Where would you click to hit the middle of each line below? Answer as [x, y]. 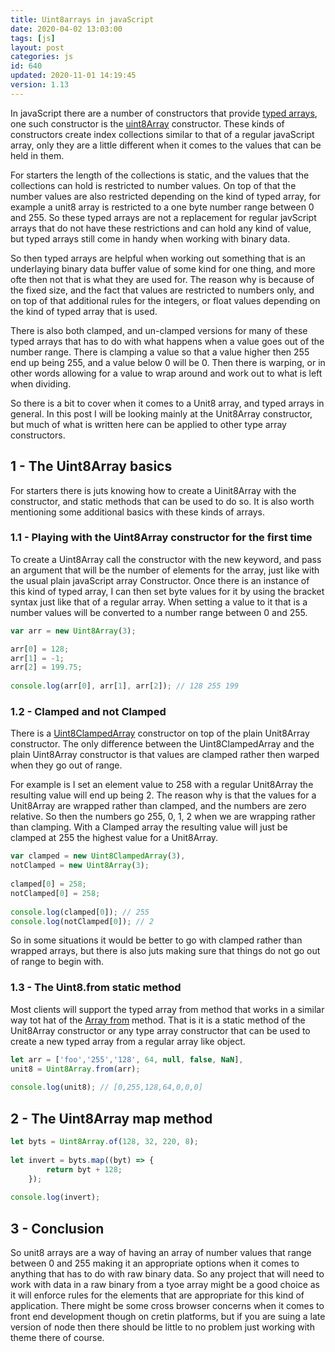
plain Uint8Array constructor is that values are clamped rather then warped [165, 755]
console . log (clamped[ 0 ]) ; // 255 [80, 912]
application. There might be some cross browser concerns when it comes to [167, 1305]
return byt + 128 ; [84, 1169]
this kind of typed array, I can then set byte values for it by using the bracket [167, 591]
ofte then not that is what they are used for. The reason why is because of [162, 279]
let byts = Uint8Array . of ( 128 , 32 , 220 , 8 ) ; [104, 1142]
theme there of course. [57, 1337]
